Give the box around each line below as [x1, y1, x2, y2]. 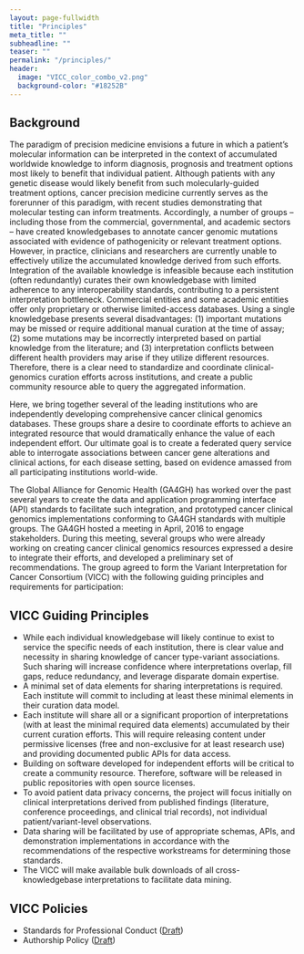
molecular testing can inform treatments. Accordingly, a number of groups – [9, 207, 294, 218]
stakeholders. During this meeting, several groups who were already [9, 533, 266, 544]
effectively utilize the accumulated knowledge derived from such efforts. [9, 255, 282, 266]
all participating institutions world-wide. [9, 467, 158, 478]
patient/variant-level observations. [22, 816, 152, 827]
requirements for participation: [9, 581, 125, 593]
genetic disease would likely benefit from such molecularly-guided [9, 178, 259, 189]
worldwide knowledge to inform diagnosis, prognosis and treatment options [9, 159, 294, 170]
